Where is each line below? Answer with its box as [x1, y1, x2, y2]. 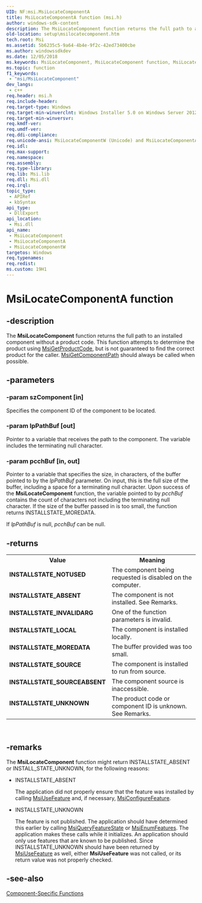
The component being [111, 565, 174, 574]
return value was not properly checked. [14, 856, 113, 863]
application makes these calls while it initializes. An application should [14, 830, 188, 837]
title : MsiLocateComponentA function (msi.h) [6, 14, 122, 20]
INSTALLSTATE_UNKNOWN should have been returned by [14, 843, 159, 851]
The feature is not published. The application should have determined [14, 818, 188, 825]
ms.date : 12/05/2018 [6, 54, 58, 60]
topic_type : [6, 188, 36, 194]
